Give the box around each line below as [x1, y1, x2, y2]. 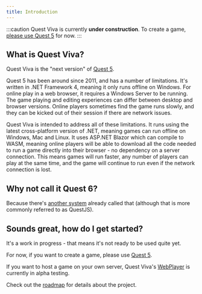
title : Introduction [6, 8, 58, 15]
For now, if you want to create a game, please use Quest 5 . [6, 252, 153, 259]
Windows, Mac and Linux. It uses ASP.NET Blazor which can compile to [6, 134, 184, 141]
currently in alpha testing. [6, 270, 70, 277]
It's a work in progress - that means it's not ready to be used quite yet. [6, 240, 181, 247]
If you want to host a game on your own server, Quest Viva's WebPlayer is [6, 263, 191, 270]
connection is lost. [6, 166, 52, 173]
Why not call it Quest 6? [6, 183, 98, 194]
